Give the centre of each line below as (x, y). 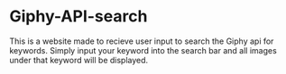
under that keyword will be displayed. (79, 60)
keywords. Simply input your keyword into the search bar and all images (143, 50)
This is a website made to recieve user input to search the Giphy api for (142, 41)
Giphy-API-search (78, 16)
